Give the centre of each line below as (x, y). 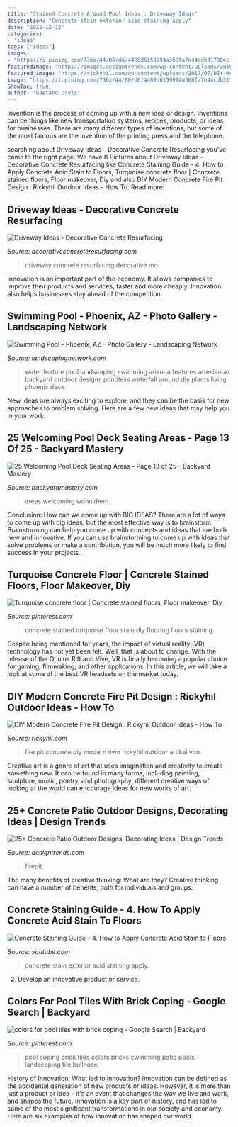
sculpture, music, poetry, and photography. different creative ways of (108, 781)
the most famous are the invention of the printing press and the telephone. (116, 136)
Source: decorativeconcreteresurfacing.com (72, 251)
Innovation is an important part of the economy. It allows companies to (110, 279)
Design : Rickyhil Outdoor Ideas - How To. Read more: (86, 187)
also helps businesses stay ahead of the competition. (85, 293)
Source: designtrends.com (46, 852)
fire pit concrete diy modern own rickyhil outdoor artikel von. (113, 752)
